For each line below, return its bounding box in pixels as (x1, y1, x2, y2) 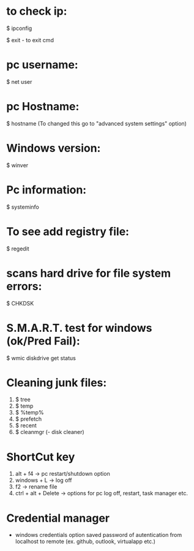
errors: (6, 279, 42, 293)
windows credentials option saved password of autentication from (15, 531, 182, 539)
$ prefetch (15, 415, 42, 423)
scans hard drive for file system (6, 266, 171, 280)
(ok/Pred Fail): (6, 334, 81, 348)
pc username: (6, 58, 78, 72)
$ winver (6, 161, 29, 169)
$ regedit (6, 245, 29, 252)
